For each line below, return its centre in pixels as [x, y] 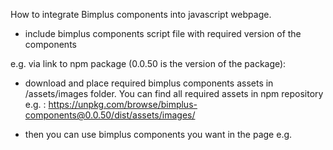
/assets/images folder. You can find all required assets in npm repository [174, 93]
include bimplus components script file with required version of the [163, 33]
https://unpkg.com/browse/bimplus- [123, 104]
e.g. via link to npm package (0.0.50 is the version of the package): [148, 63]
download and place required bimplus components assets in [149, 83]
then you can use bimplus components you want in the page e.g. [158, 134]
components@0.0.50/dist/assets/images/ [110, 115]
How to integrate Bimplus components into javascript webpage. [141, 14]
